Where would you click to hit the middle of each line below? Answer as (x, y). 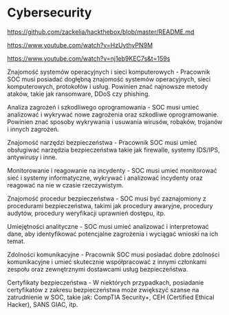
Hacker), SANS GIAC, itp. (43, 304)
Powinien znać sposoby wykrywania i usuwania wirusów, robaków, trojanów (115, 121)
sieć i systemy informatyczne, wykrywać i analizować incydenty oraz (105, 178)
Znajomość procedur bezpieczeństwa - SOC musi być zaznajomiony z (107, 199)
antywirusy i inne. (32, 157)
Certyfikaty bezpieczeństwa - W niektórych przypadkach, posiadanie (106, 282)
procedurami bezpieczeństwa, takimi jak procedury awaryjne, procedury (110, 205)
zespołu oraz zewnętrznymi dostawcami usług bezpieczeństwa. (98, 269)
